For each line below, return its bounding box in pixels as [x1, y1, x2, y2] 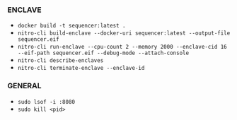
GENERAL [7, 81, 42, 91]
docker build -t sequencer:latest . [17, 23, 126, 30]
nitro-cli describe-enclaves [17, 57, 104, 64]
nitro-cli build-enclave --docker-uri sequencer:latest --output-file [17, 30, 231, 37]
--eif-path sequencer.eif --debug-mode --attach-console [17, 49, 190, 57]
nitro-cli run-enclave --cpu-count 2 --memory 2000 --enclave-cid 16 [17, 44, 228, 51]
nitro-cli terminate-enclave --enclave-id [17, 65, 145, 72]
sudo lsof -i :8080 [17, 98, 76, 105]
